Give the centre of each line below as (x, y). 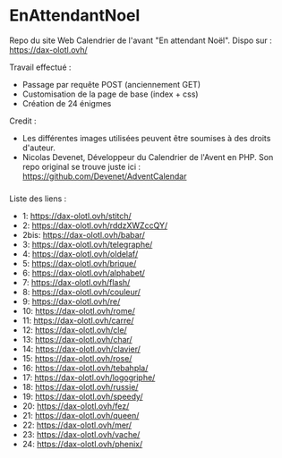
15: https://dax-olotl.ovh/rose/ (77, 358)
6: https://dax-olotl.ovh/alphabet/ (84, 273)
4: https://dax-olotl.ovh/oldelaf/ (80, 254)
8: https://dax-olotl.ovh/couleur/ (81, 292)
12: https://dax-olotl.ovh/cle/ (74, 330)
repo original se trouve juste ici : (81, 166)
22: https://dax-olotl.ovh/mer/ (77, 425)
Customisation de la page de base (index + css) (110, 94)
